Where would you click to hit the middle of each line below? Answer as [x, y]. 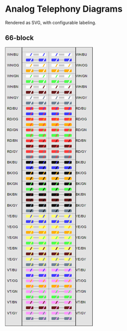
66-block [20, 38]
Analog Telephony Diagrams [64, 9]
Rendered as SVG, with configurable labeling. [51, 23]
